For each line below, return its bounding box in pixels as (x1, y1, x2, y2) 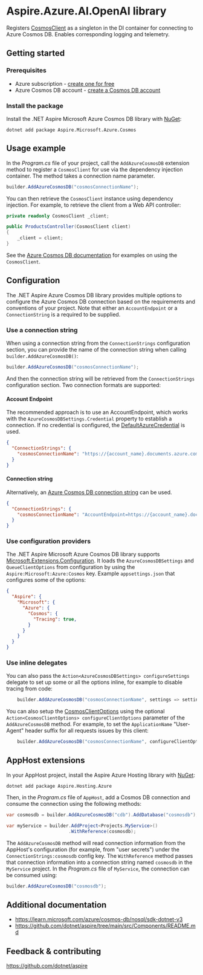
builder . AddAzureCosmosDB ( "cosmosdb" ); (6, 883, 107, 889)
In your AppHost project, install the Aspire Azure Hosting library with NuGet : (6, 771, 195, 779)
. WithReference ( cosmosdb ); (68, 828, 137, 834)
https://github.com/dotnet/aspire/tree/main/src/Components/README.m (14, 922, 196, 930)
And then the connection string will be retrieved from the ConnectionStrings (6, 375, 195, 382)
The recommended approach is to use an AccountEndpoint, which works (6, 409, 188, 416)
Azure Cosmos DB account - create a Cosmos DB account (14, 86, 161, 94)
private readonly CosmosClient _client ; (6, 213, 110, 219)
